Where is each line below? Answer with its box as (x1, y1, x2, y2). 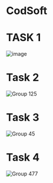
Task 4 (6, 151, 40, 164)
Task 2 (6, 71, 39, 84)
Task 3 (6, 111, 39, 124)
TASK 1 (6, 31, 41, 45)
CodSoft (6, 4, 48, 18)
